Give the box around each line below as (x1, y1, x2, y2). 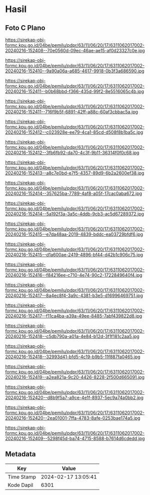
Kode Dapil (7, 481, 33, 488)
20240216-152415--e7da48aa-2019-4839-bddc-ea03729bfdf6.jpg (5, 231, 143, 237)
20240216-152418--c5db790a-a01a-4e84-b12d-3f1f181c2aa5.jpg (5, 333, 140, 339)
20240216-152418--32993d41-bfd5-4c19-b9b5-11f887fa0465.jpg (5, 354, 141, 360)
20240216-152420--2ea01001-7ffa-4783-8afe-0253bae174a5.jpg (5, 415, 140, 421)
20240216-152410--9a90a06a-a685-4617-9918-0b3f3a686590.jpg (5, 68, 144, 74)
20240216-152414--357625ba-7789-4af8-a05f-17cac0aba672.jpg (5, 190, 142, 196)
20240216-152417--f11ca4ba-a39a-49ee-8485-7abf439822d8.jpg (5, 313, 142, 319)
